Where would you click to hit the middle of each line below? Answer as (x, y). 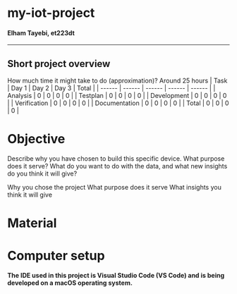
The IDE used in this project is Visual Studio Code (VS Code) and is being (116, 276)
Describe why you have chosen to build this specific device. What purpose (116, 159)
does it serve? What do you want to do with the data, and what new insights (117, 166)
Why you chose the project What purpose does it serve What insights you (115, 188)
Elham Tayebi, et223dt (41, 32)
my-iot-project (51, 13)
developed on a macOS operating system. (70, 283)
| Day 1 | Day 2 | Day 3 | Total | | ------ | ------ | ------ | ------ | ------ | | (111, 88)
